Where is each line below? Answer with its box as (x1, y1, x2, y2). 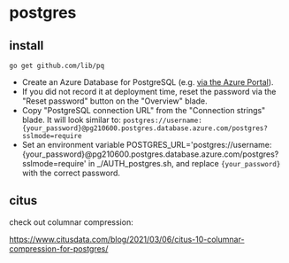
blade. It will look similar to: (21, 114, 121, 125)
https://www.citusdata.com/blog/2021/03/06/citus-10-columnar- (9, 234, 245, 244)
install (9, 38, 44, 53)
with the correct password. (21, 167, 121, 178)
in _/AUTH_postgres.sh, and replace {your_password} (87, 159, 281, 168)
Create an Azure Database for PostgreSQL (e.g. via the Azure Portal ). (21, 77, 274, 87)
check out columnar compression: (9, 216, 134, 228)
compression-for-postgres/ (9, 243, 109, 254)
